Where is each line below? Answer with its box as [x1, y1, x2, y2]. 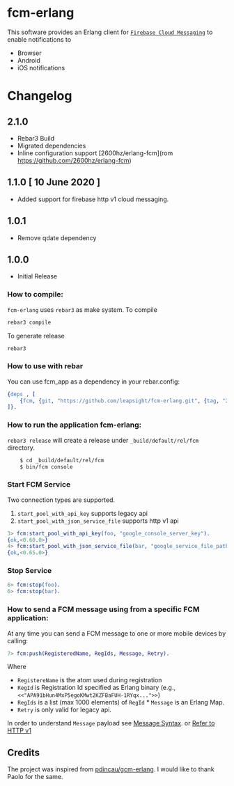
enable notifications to [7, 35, 72, 43]
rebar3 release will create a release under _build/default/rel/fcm [7, 436, 199, 444]
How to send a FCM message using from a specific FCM [7, 604, 200, 614]
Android [17, 56, 40, 64]
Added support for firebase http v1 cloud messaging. [17, 195, 169, 203]
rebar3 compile [7, 319, 52, 326]
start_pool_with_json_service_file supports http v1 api [17, 517, 179, 525]
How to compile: [7, 290, 64, 299]
